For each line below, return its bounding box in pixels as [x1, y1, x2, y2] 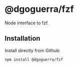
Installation [4, 34, 40, 43]
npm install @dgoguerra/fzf [4, 57, 63, 62]
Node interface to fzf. [4, 20, 49, 26]
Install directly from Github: [4, 47, 61, 53]
